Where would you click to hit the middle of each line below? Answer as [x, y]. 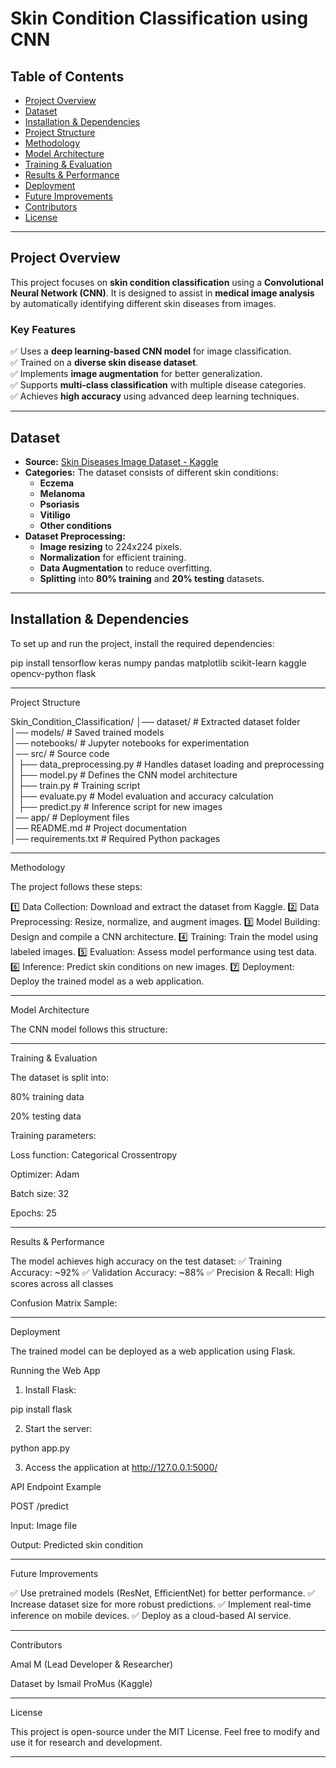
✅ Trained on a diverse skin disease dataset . [104, 363]
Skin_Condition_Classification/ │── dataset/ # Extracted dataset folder [155, 721]
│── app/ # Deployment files [70, 817]
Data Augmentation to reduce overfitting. [126, 568]
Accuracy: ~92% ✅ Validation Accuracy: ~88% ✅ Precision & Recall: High [162, 1272]
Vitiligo [55, 514]
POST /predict [39, 1506]
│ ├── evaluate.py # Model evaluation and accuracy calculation [142, 796]
